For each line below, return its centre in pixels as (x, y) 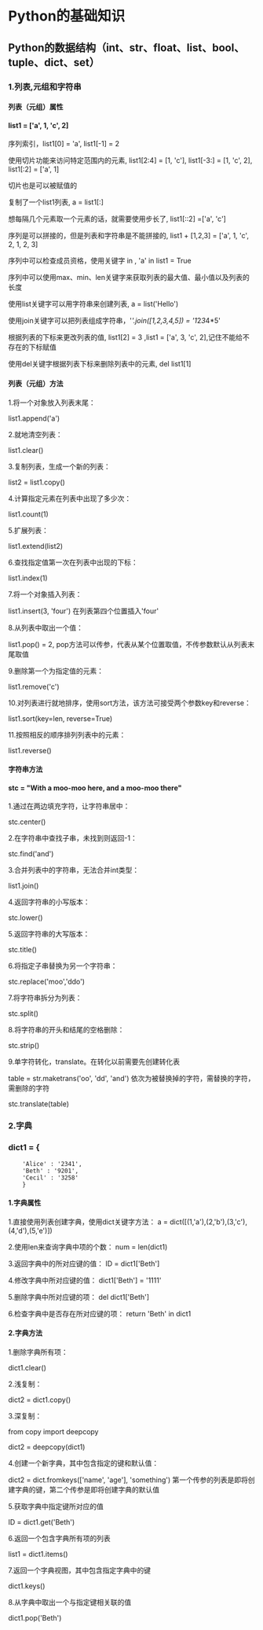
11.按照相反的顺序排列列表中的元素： (67, 734)
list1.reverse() (30, 750)
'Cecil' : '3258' (51, 1177)
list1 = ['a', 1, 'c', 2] (38, 125)
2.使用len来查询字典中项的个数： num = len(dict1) (88, 1246)
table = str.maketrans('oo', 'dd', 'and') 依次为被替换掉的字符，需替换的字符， (131, 1079)
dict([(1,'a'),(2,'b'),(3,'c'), (208, 1222)
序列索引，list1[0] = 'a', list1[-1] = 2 (64, 144)
